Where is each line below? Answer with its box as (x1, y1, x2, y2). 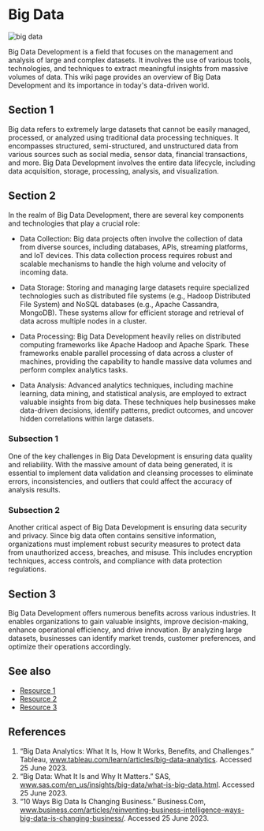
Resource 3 (19, 702, 58, 712)
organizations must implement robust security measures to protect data (8, 539, 241, 549)
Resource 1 (19, 685, 56, 695)
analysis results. (8, 485, 61, 494)
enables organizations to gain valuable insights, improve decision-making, (8, 616, 249, 626)
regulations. (8, 564, 47, 574)
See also (8, 664, 51, 678)
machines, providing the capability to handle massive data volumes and (19, 357, 252, 366)
